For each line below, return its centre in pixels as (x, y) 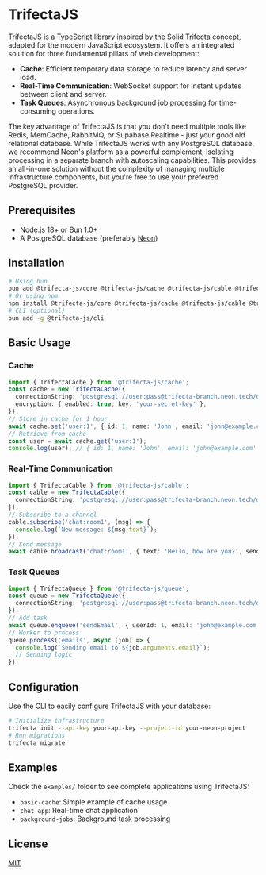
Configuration (44, 687)
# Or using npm (33, 296)
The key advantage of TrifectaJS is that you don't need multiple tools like (127, 126)
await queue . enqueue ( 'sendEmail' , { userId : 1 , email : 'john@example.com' (134, 625)
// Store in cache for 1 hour (58, 418)
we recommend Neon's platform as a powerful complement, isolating (121, 152)
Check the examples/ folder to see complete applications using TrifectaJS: (129, 787)
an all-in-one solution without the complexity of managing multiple (116, 168)
